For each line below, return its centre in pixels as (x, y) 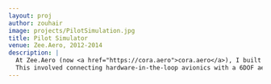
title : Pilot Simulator (48, 38)
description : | (34, 53)
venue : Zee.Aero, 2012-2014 (56, 46)
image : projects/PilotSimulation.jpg (72, 30)
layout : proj (30, 16)
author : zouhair (35, 23)
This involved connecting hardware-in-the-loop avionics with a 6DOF (135, 68)
